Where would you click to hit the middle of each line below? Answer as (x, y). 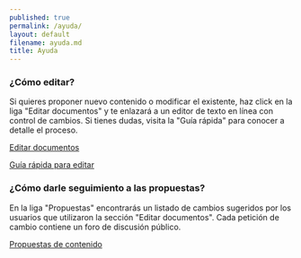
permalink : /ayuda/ (46, 26)
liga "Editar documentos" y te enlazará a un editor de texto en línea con (142, 111)
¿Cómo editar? (42, 82)
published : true (40, 17)
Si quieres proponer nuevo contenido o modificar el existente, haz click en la (151, 102)
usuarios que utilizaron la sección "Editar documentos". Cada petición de (145, 217)
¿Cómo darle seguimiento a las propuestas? (107, 188)
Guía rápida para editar (52, 165)
